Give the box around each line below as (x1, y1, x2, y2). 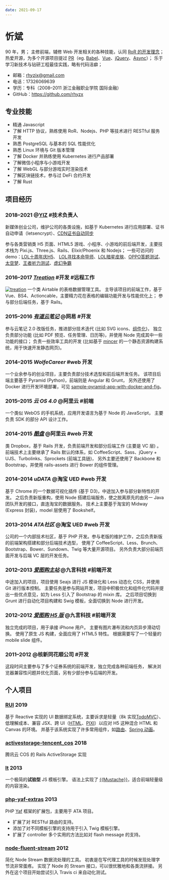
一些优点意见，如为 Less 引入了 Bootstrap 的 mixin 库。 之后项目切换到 (9, 592, 157, 598)
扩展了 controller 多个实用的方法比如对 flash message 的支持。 (12, 831, 143, 837)
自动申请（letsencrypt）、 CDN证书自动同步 (5, 230, 94, 236)
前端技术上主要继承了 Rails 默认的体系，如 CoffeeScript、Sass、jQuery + (5, 449, 157, 455)
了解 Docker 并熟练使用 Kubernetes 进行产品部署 (12, 153, 115, 160)
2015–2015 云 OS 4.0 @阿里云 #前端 (5, 397, 94, 405)
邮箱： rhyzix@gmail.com (12, 72, 65, 78)
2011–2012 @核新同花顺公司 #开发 (5, 651, 89, 658)
